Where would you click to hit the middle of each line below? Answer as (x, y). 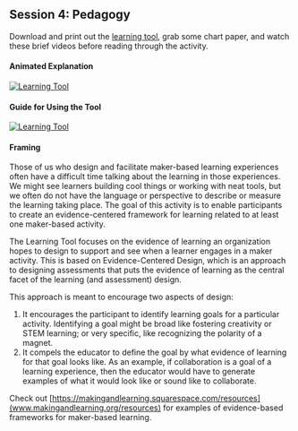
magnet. (38, 343)
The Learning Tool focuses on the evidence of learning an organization (140, 242)
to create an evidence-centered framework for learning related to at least (144, 215)
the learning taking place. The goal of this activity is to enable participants (146, 205)
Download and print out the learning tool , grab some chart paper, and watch (149, 36)
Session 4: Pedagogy (70, 15)
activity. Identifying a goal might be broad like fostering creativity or (147, 324)
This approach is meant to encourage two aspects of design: (122, 297)
